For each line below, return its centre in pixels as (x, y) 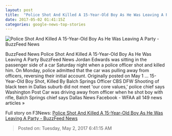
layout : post (19, 10)
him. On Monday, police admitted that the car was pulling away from (77, 71)
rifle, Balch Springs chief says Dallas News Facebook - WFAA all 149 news (84, 98)
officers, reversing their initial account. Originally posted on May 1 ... (77, 76)
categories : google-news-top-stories (46, 24)
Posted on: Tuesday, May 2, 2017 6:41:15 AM (65, 128)
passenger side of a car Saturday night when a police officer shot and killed (85, 65)
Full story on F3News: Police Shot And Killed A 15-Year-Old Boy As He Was (84, 113)
